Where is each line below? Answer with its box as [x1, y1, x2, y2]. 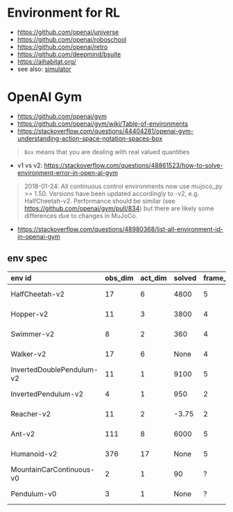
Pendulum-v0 [10, 488, 57, 498]
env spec [7, 252, 48, 265]
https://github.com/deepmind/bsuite [17, 50, 121, 58]
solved [173, 273, 197, 283]
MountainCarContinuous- [10, 464, 95, 474]
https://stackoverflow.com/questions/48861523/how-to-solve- [44, 161, 223, 170]
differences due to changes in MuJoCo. [24, 211, 138, 220]
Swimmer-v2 [10, 329, 55, 338]
